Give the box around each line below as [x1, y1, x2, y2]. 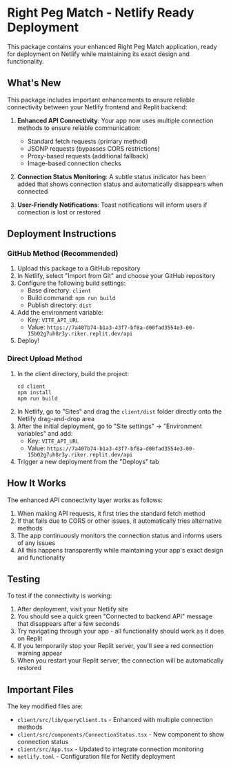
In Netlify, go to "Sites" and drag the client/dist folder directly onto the [17, 407, 222, 416]
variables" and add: [17, 429, 73, 437]
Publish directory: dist [27, 301, 92, 309]
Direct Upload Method [7, 354, 83, 364]
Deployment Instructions [7, 228, 117, 240]
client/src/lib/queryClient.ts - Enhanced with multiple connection [17, 716, 214, 724]
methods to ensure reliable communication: [17, 123, 141, 132]
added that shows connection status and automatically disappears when [17, 180, 223, 188]
